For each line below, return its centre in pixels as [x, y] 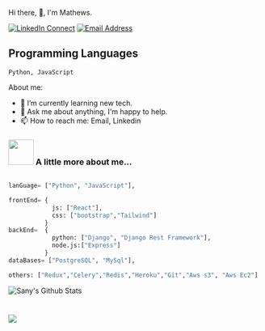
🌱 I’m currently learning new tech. [76, 103]
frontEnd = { [28, 200]
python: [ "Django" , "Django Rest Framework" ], [131, 238]
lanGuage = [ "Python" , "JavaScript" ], [72, 186]
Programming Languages [74, 54]
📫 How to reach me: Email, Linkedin [80, 121]
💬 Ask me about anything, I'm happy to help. [94, 111]
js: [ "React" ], [77, 208]
